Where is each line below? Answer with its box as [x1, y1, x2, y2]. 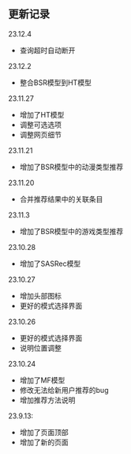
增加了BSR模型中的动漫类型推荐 [19, 162, 124, 171]
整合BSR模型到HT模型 [19, 78, 92, 87]
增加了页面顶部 [19, 427, 69, 437]
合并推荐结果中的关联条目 [19, 194, 103, 204]
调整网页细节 [19, 129, 62, 139]
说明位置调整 [19, 343, 62, 352]
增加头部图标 [19, 290, 62, 300]
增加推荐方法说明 [19, 395, 76, 405]
